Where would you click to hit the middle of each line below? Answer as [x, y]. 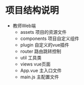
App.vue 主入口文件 [41, 70]
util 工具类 [31, 57]
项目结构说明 [32, 10]
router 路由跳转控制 [41, 51]
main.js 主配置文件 [40, 77]
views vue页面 [35, 64]
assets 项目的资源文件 [44, 32]
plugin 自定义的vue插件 [45, 45]
